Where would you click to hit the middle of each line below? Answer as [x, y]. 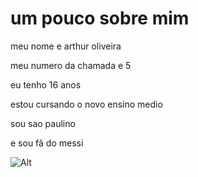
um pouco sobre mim [100, 18]
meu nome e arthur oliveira [66, 46]
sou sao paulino [43, 123]
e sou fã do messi [47, 143]
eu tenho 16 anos [46, 84]
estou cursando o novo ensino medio [86, 104]
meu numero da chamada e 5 [71, 65]
